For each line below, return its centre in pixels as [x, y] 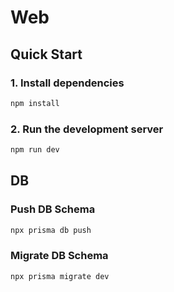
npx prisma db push [51, 230]
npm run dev [35, 150]
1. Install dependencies [67, 83]
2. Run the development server [87, 129]
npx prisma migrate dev [60, 276]
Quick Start [46, 54]
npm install [35, 103]
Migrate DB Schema [59, 256]
